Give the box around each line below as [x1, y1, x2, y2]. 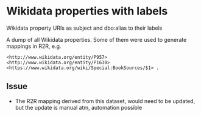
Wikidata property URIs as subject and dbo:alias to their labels [6, 24, 163, 32]
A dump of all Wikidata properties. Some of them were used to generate [6, 36, 187, 43]
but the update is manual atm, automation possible [15, 104, 143, 111]
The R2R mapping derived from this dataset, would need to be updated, [15, 97, 196, 104]
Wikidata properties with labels [6, 4, 168, 18]
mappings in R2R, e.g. [6, 42, 62, 50]
